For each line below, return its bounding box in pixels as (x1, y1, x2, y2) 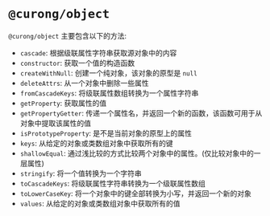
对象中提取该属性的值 (19, 118, 91, 128)
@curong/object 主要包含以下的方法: (8, 31, 127, 40)
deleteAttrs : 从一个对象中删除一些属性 (19, 78, 149, 88)
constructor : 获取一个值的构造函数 (19, 58, 135, 67)
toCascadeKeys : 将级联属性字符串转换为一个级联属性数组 (19, 178, 206, 188)
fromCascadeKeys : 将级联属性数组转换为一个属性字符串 (19, 88, 199, 98)
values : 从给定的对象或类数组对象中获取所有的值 (19, 198, 181, 208)
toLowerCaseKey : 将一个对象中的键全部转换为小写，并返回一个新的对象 (19, 188, 252, 198)
